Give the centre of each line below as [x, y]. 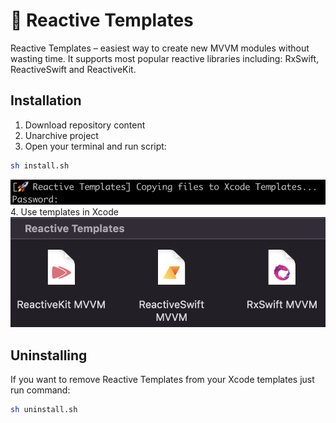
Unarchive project [61, 135]
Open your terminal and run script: [95, 146]
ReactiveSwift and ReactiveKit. [73, 69]
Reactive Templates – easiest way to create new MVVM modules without [160, 48]
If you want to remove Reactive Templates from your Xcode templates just [162, 380]
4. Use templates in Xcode [64, 211]
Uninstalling [49, 355]
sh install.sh [40, 165]
